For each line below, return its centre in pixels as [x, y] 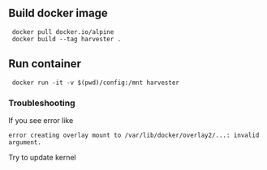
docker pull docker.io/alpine [63, 32]
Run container [45, 64]
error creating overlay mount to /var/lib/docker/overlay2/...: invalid [134, 135]
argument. [25, 142]
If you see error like [41, 120]
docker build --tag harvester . [67, 39]
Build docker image [58, 13]
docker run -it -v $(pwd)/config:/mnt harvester [96, 83]
